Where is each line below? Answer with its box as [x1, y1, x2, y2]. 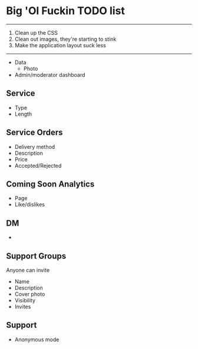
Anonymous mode [14, 335, 60, 343]
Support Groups [6, 251, 67, 261]
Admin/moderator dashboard [14, 71, 85, 78]
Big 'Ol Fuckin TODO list [6, 4, 125, 18]
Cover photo [14, 291, 45, 298]
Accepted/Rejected [14, 162, 62, 169]
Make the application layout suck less [14, 41, 106, 48]
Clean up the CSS [14, 29, 58, 36]
